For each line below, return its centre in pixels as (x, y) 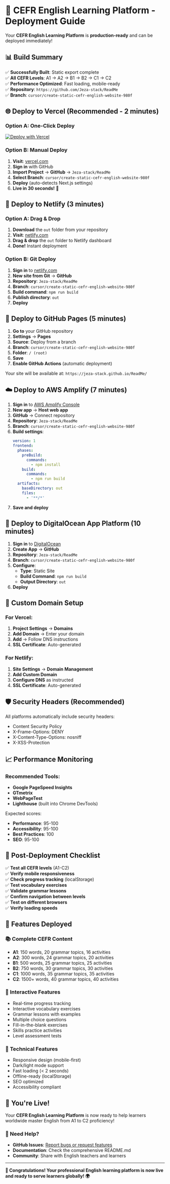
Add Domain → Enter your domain (48, 634)
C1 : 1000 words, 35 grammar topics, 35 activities (63, 973)
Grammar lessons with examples (47, 1014)
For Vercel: (19, 617)
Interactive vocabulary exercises (47, 1008)
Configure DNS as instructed (43, 680)
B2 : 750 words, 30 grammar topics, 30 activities (63, 968)
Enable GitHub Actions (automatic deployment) (62, 363)
